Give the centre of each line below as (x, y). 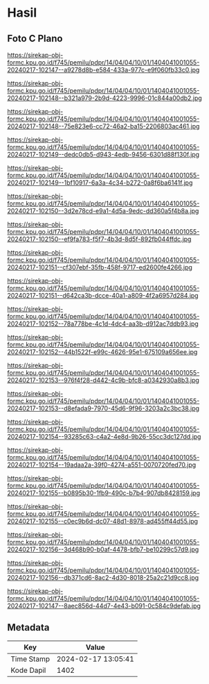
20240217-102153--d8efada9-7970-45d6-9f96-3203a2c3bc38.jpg (103, 408)
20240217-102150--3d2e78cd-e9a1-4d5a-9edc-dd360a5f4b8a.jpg (103, 211)
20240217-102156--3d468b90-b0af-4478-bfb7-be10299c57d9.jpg (103, 549)
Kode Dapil (28, 670)
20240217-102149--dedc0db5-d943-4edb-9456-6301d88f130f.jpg (103, 155)
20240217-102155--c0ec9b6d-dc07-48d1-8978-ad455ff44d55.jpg (103, 521)
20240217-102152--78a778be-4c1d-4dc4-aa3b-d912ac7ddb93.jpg (103, 324)
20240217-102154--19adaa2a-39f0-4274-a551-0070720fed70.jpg (102, 465)
